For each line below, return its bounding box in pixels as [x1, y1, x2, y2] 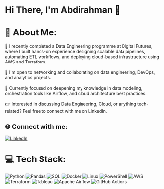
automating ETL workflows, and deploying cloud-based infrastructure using [5, 54, 160, 60]
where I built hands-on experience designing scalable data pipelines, [5, 49, 146, 55]
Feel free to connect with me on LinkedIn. [22, 108, 107, 114]
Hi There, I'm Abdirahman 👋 [5, 4, 121, 16]
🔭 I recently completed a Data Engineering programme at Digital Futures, [5, 43, 153, 49]
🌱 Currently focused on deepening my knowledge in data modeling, [5, 85, 143, 91]
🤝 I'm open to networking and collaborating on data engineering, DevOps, [5, 69, 155, 75]
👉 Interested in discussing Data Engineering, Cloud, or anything [5, 101, 137, 107]
